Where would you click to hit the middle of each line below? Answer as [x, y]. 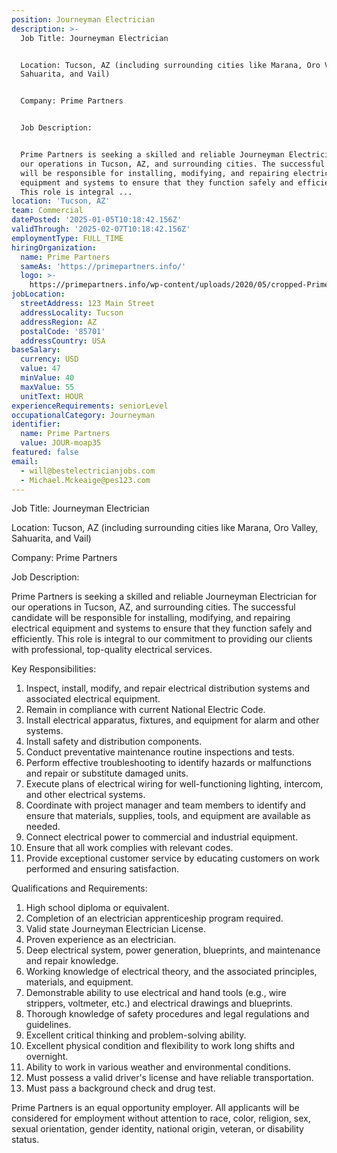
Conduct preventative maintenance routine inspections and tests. [160, 752]
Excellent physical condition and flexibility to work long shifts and [160, 1046]
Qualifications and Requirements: [79, 888]
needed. [43, 827]
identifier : [36, 424]
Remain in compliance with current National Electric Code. [145, 710]
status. [25, 1140]
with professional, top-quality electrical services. [112, 650]
